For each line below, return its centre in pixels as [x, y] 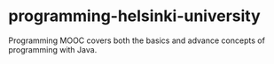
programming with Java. [53, 49]
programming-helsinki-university [134, 16]
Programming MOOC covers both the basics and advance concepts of [137, 40]
